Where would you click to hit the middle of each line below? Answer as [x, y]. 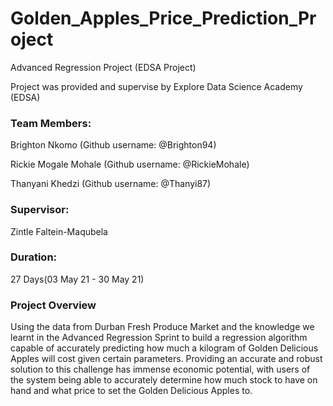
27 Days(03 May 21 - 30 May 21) [77, 279]
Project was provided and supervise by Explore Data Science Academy [156, 86]
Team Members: [51, 123]
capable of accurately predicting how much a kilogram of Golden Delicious [164, 348]
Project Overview [53, 305]
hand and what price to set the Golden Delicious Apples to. [131, 391]
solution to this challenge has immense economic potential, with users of [160, 369]
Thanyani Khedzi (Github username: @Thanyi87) [111, 184]
